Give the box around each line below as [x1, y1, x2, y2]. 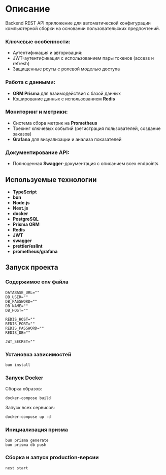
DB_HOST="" [5, 308, 28, 313]
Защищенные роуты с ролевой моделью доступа [12, 66, 120, 72]
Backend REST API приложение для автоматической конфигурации [5, 20, 151, 26]
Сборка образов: [5, 386, 42, 392]
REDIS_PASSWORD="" [5, 326, 44, 331]
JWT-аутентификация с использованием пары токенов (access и [12, 55, 154, 61]
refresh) [12, 61, 30, 67]
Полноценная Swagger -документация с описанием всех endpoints [12, 161, 159, 167]
